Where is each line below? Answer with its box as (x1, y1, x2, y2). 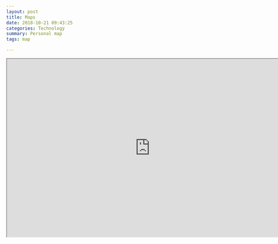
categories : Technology (6, 25, 65, 31)
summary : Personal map (6, 31, 62, 37)
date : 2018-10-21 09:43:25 (6, 20, 73, 26)
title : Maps (6, 14, 36, 20)
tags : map (6, 36, 31, 42)
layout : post (6, 8, 39, 15)
